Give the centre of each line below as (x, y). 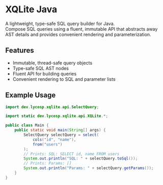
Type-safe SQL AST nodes (41, 68)
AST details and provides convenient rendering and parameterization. (78, 34)
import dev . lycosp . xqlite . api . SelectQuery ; (52, 107)
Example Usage (31, 95)
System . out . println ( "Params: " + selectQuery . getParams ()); (89, 168)
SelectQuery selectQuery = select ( (61, 135)
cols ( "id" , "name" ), (54, 140)
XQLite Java (31, 9)
